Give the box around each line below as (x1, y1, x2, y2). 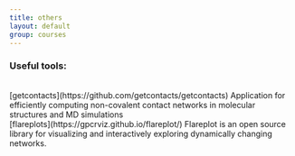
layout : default (9, 22, 71, 31)
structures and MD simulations (9, 109, 124, 120)
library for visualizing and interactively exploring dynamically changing (9, 128, 273, 139)
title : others (9, 13, 63, 23)
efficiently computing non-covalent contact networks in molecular (9, 99, 256, 110)
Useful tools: (9, 60, 67, 72)
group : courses (9, 30, 67, 39)
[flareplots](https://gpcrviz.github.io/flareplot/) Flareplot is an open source (9, 118, 287, 129)
